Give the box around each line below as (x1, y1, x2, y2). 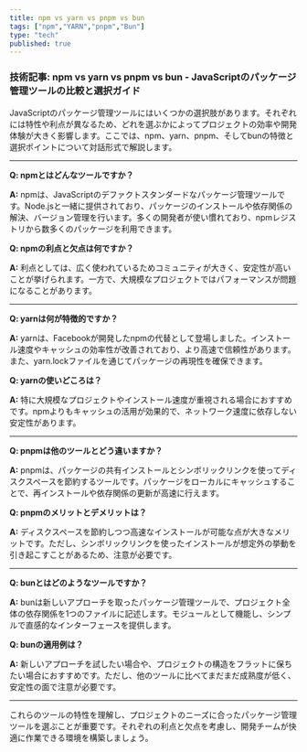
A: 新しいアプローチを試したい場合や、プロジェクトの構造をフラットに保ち (9, 658, 292, 669)
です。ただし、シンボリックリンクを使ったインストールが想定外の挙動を (25, 537, 297, 549)
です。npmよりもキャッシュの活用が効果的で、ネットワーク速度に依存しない (9, 405, 297, 416)
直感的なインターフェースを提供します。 (25, 619, 176, 630)
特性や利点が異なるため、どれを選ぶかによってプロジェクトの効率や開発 (25, 118, 297, 129)
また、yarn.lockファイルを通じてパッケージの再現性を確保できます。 (9, 355, 268, 366)
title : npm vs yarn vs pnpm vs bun (9, 13, 145, 23)
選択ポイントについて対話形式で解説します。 (9, 141, 177, 152)
